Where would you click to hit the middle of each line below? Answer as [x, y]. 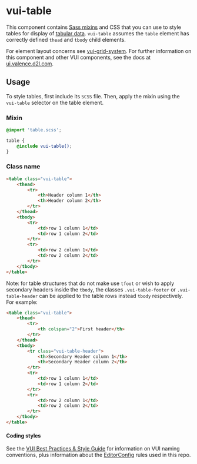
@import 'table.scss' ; [34, 130]
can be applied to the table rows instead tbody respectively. [111, 296]
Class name [23, 167]
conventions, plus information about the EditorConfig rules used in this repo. [98, 455]
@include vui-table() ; [44, 146]
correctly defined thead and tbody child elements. [66, 39]
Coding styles [24, 435]
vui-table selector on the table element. [55, 102]
